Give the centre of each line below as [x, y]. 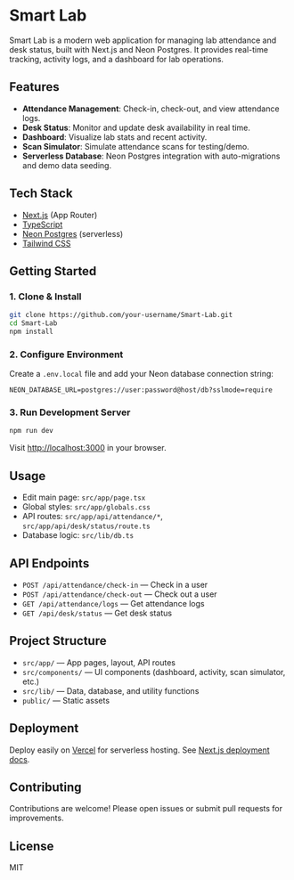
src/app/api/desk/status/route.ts [86, 526]
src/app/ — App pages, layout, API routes [99, 662]
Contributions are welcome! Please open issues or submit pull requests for [146, 809]
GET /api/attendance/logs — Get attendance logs [113, 603]
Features [34, 87]
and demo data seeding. [67, 165]
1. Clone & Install [45, 297]
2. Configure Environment [66, 354]
